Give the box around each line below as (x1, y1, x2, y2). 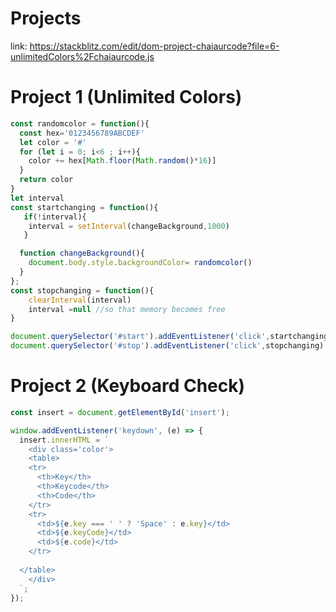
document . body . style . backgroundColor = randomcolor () (28, 258, 253, 268)
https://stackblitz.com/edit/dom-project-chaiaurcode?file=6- (29, 40, 280, 52)
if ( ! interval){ (23, 212, 87, 222)
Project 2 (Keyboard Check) (10, 375, 246, 397)
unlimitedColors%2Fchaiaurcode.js (10, 50, 155, 62)
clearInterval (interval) (28, 295, 132, 305)
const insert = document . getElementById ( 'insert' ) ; (10, 407, 230, 417)
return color (19, 175, 74, 185)
